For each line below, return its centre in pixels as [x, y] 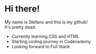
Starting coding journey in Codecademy [51, 41]
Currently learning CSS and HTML [45, 36]
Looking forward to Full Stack [41, 46]
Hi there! [22, 9]
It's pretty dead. [21, 27]
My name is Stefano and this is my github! [46, 22]
